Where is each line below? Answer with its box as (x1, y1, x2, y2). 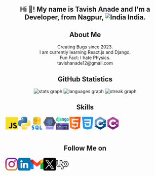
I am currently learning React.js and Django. (40, 49, 131, 55)
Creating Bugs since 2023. (57, 44, 113, 50)
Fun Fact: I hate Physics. (59, 54, 111, 61)
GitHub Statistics (57, 75, 113, 83)
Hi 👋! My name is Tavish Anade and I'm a (20, 5, 150, 14)
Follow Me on (63, 144, 107, 153)
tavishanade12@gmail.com (57, 60, 113, 66)
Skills (76, 103, 94, 112)
